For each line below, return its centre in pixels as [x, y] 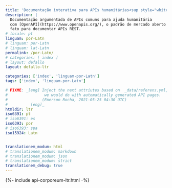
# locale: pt [19, 34]
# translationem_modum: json [36, 156]
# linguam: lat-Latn [27, 48]
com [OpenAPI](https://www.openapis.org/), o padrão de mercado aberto [88, 24]
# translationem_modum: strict [39, 161]
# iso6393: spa [21, 128]
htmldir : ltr [19, 109]
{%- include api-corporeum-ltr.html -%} [47, 180]
